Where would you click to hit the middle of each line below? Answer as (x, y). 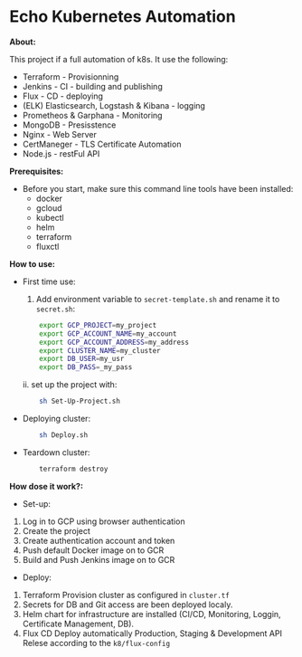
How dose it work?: (47, 486)
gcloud (49, 208)
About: (23, 42)
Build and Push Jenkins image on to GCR (99, 559)
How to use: (33, 263)
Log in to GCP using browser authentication (104, 521)
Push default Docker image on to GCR (93, 550)
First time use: (49, 281)
